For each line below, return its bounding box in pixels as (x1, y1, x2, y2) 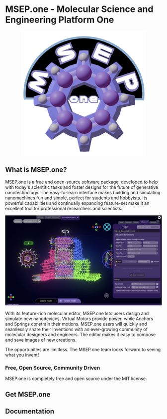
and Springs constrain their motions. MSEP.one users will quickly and (5, 321, 148, 327)
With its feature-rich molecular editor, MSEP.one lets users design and (5, 311, 149, 317)
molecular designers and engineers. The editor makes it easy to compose (5, 332, 156, 338)
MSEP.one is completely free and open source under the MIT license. (5, 376, 147, 382)
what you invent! (5, 352, 39, 358)
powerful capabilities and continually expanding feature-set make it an (5, 200, 150, 206)
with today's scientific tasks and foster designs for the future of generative (5, 184, 158, 190)
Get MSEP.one (5, 390, 51, 399)
